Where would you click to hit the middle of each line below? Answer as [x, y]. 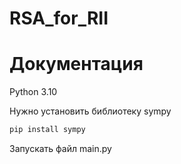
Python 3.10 [33, 92]
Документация [76, 64]
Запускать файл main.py [60, 148]
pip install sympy [47, 130]
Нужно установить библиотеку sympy [90, 111]
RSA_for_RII [59, 18]
